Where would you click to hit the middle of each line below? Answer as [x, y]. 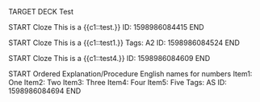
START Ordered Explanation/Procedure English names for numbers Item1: [130, 74]
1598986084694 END [45, 91]
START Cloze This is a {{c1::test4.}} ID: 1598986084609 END [109, 58]
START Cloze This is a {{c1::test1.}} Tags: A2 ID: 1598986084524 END [124, 43]
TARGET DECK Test [41, 12]
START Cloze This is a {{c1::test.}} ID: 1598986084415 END [106, 27]
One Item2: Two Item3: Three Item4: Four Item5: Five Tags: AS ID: [118, 82]
